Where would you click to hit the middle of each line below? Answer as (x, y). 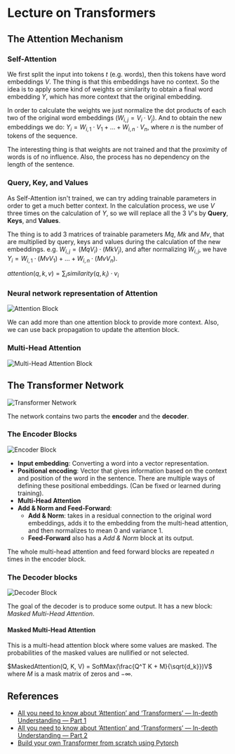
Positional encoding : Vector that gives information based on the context (122, 471)
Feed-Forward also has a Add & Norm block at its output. (111, 538)
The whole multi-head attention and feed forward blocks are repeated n (111, 551)
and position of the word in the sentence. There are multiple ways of (116, 478)
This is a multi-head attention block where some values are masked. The (112, 646)
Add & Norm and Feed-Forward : (65, 508)
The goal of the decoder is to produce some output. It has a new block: (110, 606)
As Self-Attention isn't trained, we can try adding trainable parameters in (112, 198)
